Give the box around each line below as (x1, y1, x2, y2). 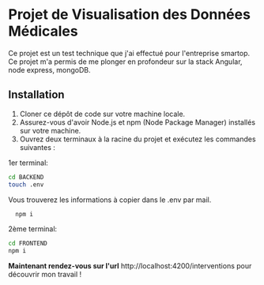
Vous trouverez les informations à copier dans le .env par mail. (8, 195, 212, 204)
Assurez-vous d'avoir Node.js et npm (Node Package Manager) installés (19, 117, 255, 127)
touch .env (8, 180, 44, 189)
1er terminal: (8, 158, 49, 167)
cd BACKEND (8, 173, 44, 181)
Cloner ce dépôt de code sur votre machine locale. (19, 109, 186, 118)
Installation (8, 88, 65, 102)
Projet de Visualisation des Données (8, 6, 251, 24)
